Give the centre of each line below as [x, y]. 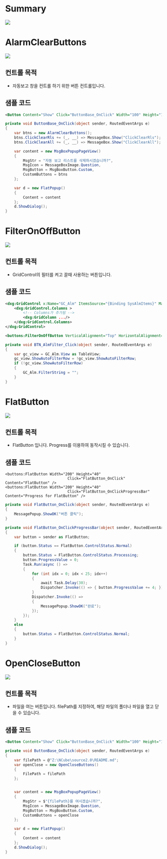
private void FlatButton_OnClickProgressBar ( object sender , [69, 527]
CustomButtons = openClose [51, 815]
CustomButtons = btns [45, 174]
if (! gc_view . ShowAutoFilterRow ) [49, 363]
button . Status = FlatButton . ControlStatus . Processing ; [81, 555]
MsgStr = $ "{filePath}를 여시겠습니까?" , [63, 801]
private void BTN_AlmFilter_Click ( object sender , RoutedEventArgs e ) [79, 344]
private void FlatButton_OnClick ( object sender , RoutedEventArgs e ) [78, 505]
